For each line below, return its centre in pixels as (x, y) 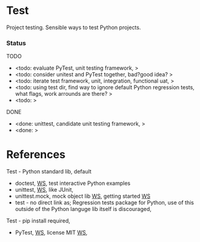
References (36, 155)
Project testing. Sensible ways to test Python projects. (74, 27)
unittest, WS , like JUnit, (44, 190)
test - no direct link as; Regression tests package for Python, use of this (104, 203)
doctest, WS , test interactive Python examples (73, 183)
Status (16, 43)
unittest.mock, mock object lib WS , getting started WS (82, 196)
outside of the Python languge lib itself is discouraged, (83, 209)
